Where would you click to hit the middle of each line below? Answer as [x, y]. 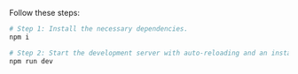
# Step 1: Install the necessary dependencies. [99, 29]
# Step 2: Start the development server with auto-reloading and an [138, 53]
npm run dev [31, 61]
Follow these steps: [44, 13]
